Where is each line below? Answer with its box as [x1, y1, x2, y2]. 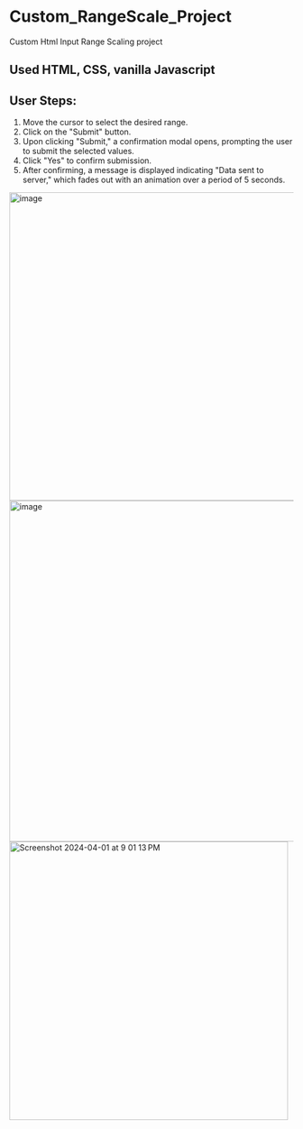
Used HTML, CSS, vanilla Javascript [9, 62, 216, 78]
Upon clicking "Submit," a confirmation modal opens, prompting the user [22, 136, 293, 147]
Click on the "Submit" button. [22, 126, 132, 137]
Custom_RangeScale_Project [9, 6, 233, 27]
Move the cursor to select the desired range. [22, 117, 188, 128]
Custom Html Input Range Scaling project [9, 36, 163, 47]
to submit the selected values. [22, 146, 135, 157]
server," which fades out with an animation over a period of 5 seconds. [22, 174, 286, 186]
